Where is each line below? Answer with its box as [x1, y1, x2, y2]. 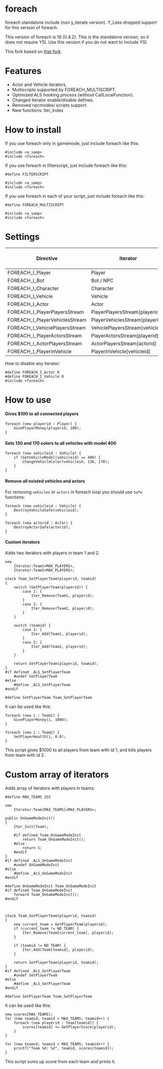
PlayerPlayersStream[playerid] [91, 308, 161, 315]
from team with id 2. [5, 752, 45, 758]
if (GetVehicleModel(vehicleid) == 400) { [14, 455, 101, 460]
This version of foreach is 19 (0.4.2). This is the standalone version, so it [5, 34, 149, 40]
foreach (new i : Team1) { [5, 713, 60, 718]
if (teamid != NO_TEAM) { [14, 943, 66, 948]
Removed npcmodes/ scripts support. [12, 102, 88, 108]
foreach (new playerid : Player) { [5, 421, 77, 426]
